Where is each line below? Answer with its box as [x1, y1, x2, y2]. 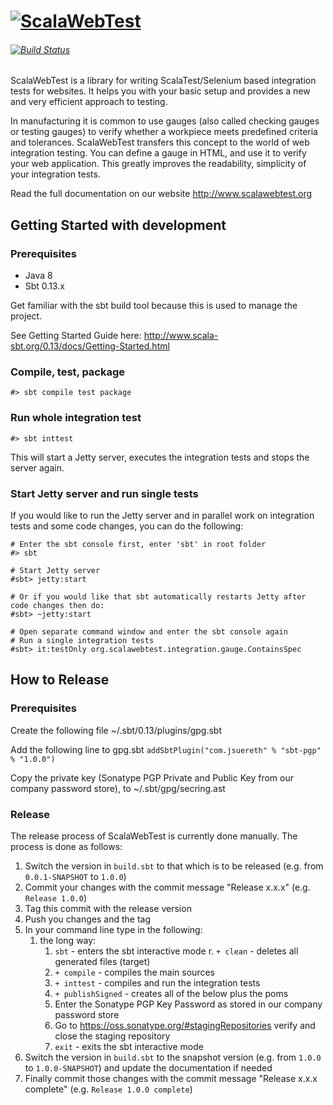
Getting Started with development [10, 216, 227, 234]
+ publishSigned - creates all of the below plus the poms [54, 987, 289, 999]
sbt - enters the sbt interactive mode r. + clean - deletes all [54, 945, 299, 957]
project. [10, 310, 43, 322]
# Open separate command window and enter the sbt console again [10, 626, 288, 637]
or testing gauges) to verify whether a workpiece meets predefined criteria [10, 126, 318, 138]
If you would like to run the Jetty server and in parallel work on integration [10, 509, 315, 521]
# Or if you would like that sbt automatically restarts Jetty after [10, 591, 307, 602]
